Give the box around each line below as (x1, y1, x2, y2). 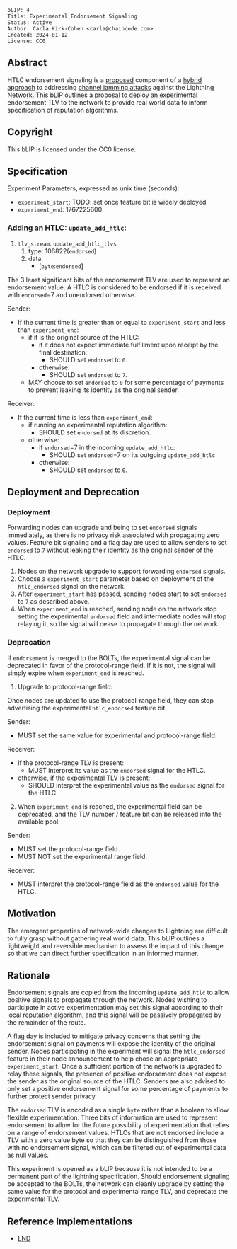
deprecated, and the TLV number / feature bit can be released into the (17, 810, 222, 818)
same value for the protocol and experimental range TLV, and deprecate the (7, 1187, 229, 1196)
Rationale (7, 969, 50, 982)
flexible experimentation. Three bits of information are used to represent (7, 1113, 218, 1122)
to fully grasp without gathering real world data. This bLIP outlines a (7, 934, 205, 943)
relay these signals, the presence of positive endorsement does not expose (7, 1069, 227, 1078)
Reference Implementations (7, 1215, 133, 1227)
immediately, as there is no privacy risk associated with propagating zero (7, 531, 221, 539)
